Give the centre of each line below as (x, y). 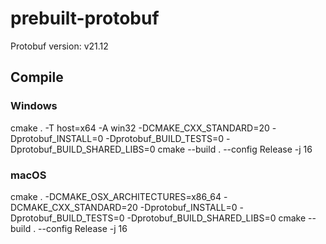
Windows (34, 106)
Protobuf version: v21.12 (59, 46)
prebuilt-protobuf (85, 18)
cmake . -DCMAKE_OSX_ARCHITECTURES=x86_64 (116, 196)
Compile (37, 77)
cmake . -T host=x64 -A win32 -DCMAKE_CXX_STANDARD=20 (140, 128)
